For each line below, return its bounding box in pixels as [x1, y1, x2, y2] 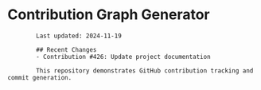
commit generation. [7, 73, 72, 81]
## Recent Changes [36, 45, 97, 53]
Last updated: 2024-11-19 [36, 32, 123, 40]
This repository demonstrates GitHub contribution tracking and [36, 66, 254, 75]
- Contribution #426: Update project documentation [36, 53, 212, 61]
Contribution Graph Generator [7, 6, 210, 24]
